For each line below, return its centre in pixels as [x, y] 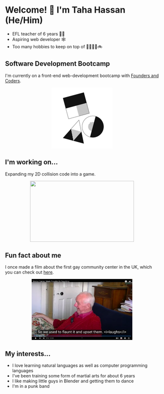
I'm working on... [31, 162]
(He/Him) [24, 20]
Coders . [13, 80]
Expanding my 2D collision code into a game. [51, 174]
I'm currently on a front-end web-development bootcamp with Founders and [82, 76]
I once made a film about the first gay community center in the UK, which [79, 267]
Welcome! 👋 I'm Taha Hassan [65, 10]
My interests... [28, 354]
